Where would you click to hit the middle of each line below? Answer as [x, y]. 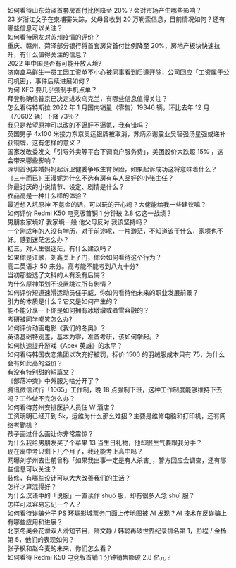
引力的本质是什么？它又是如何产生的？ [63, 301]
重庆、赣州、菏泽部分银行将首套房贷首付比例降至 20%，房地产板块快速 [111, 46]
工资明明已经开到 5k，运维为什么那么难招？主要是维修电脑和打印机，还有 [113, 416]
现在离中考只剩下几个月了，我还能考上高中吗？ [75, 451]
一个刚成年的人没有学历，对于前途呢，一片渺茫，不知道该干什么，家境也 [112, 231]
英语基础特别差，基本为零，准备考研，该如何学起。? [83, 337]
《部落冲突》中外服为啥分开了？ [54, 381]
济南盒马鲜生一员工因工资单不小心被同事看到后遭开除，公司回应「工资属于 [115, 72]
